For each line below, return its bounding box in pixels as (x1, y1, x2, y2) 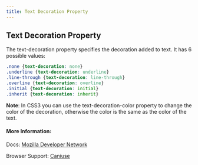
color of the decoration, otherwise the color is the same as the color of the (6, 108, 187, 115)
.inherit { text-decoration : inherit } (6, 91, 99, 97)
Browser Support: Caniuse (6, 152, 70, 159)
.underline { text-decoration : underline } (6, 69, 110, 75)
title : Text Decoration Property (6, 8, 88, 15)
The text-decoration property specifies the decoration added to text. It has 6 (6, 46, 192, 53)
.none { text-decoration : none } (6, 64, 83, 70)
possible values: (6, 52, 46, 60)
